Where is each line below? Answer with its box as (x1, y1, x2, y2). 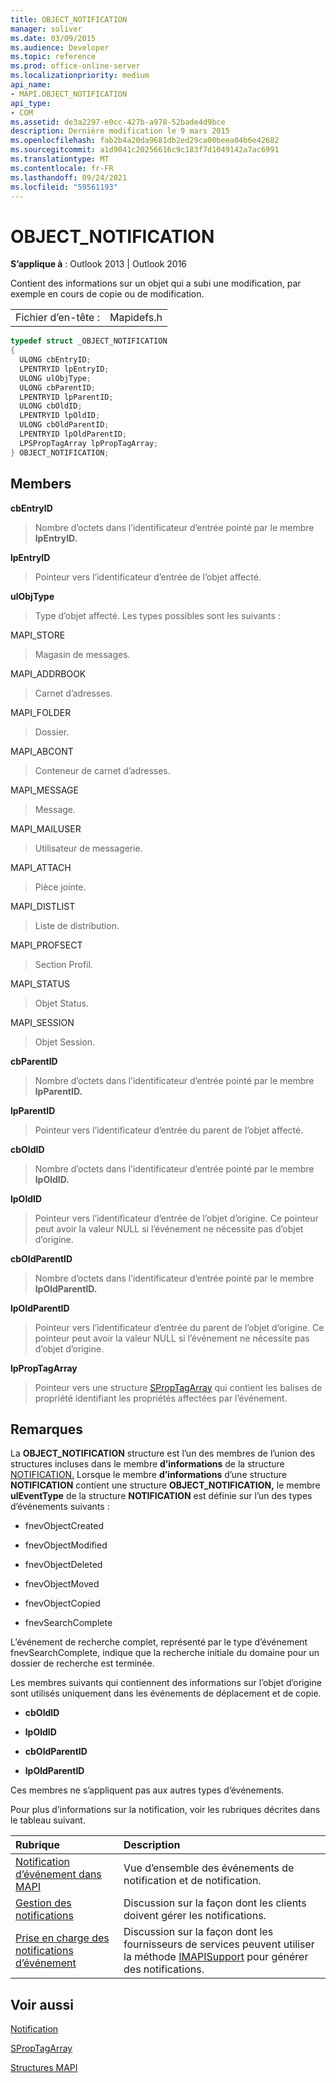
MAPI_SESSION (10, 1016, 75, 1028)
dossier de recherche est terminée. (10, 1657, 155, 1670)
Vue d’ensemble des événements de (123, 1861, 295, 1875)
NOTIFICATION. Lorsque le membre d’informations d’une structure (10, 1469, 288, 1481)
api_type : (10, 98, 52, 108)
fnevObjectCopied (24, 1597, 101, 1610)
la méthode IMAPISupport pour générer (123, 1950, 309, 1964)
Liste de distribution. (34, 919, 120, 931)
